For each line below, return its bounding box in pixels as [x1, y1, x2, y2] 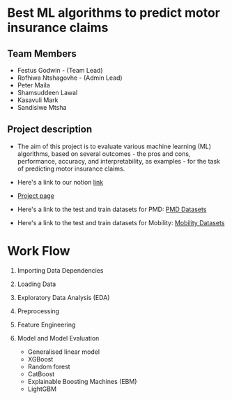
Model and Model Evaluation [17, 334, 100, 342]
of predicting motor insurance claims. [17, 164, 125, 173]
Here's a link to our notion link [17, 178, 104, 186]
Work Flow [7, 243, 71, 259]
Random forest [27, 362, 71, 371]
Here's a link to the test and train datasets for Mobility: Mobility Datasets [17, 218, 225, 227]
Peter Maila [17, 81, 50, 89]
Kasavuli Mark [17, 96, 59, 104]
